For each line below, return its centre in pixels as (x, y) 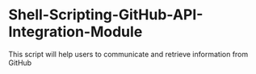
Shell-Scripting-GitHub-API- (106, 15)
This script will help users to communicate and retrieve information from (128, 54)
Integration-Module (76, 32)
